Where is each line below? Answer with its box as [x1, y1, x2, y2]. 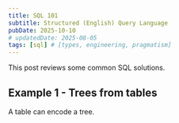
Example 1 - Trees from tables [8, 86, 158, 99]
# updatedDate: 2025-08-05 [8, 33, 97, 42]
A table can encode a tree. [8, 106, 95, 116]
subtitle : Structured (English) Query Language [8, 19, 169, 27]
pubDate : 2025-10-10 [8, 26, 77, 34]
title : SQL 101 [8, 11, 59, 20]
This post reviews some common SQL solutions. [8, 63, 166, 72]
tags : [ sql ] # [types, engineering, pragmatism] [8, 41, 172, 49]
